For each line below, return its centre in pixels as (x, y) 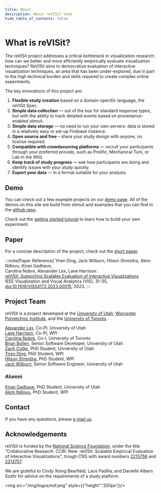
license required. (29, 142)
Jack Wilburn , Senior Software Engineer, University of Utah (64, 364)
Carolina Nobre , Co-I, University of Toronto (48, 338)
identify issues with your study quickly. (51, 167)
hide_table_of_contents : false (37, 18)
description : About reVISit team (39, 14)
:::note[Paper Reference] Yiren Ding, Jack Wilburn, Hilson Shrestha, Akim (78, 260)
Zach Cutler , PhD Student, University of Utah (50, 348)
